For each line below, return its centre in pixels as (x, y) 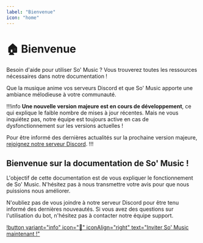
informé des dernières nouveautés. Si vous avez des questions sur (90, 209)
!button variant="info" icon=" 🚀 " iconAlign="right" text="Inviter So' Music (98, 227)
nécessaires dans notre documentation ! (57, 76)
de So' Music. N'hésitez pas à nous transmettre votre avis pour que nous (98, 185)
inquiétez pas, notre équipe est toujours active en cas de (78, 119)
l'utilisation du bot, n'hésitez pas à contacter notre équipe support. (90, 216)
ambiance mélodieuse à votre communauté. (62, 94)
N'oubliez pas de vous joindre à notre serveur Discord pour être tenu (93, 203)
